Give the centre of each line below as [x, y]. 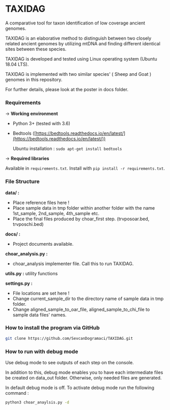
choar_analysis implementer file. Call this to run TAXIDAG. [73, 263]
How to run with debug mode [42, 352]
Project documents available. [43, 244]
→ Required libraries [27, 159]
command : [17, 393]
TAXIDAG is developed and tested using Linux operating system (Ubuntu [81, 58]
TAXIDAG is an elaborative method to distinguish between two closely [78, 38]
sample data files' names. [39, 315]
